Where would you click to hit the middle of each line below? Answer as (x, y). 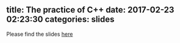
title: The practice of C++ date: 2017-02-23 (90, 10)
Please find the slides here (40, 34)
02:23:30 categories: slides (60, 20)
